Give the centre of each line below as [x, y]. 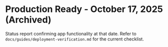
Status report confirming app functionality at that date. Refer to [71, 33]
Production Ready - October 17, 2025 [84, 9]
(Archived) [28, 20]
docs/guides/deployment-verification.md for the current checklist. [75, 39]
